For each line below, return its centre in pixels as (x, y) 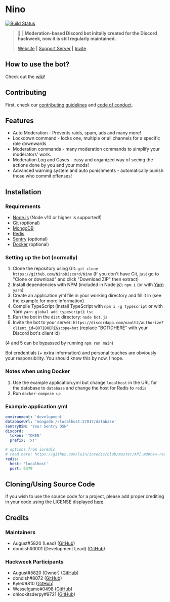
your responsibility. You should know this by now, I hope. (65, 358)
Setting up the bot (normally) (41, 257)
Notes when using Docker (38, 371)
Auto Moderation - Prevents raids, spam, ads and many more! (77, 133)
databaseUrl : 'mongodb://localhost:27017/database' (61, 421)
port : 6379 (21, 468)
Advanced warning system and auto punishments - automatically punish (88, 170)
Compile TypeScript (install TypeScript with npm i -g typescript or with (88, 306)
